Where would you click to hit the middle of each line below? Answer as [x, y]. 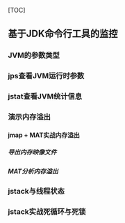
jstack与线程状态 [36, 192]
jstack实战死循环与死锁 [47, 211]
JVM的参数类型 [34, 55]
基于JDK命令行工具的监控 [63, 34]
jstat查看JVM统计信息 [45, 96]
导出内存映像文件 [32, 152]
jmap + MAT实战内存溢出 [44, 135]
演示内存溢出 [30, 117]
